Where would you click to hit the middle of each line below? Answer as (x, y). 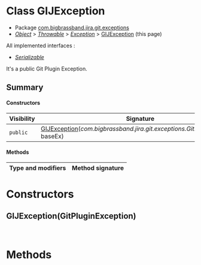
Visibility (22, 118)
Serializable (30, 57)
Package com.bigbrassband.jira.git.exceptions (72, 28)
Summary (25, 88)
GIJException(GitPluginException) (71, 216)
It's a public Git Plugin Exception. (47, 68)
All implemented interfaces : (41, 45)
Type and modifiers (38, 167)
